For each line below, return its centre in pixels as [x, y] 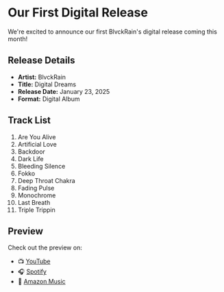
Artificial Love [37, 144]
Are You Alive [37, 137]
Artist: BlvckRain [42, 77]
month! [18, 38]
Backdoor [31, 151]
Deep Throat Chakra [47, 180]
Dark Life [30, 158]
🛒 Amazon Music [41, 282]
